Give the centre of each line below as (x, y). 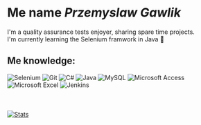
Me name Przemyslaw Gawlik (94, 13)
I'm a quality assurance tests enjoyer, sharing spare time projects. (101, 32)
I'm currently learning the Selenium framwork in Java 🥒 (86, 39)
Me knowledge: (41, 61)
